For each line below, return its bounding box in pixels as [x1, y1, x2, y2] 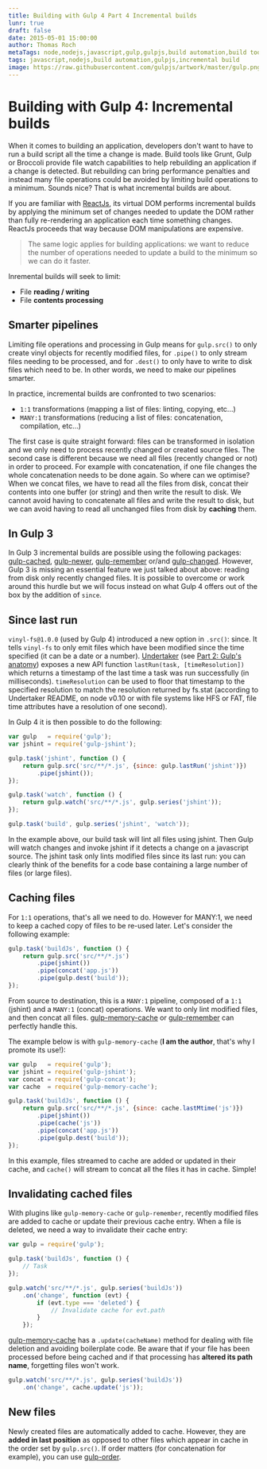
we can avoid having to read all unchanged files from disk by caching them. [8, 504, 257, 514]
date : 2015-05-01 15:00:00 [8, 33, 98, 42]
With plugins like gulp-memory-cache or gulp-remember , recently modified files [8, 1208, 259, 1218]
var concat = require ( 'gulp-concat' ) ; [8, 1075, 137, 1083]
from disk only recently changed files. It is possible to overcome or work [8, 573, 245, 583]
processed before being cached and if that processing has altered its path [8, 1352, 253, 1362]
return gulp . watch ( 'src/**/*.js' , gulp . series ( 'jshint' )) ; [22, 798, 222, 807]
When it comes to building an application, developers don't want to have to [8, 141, 253, 150]
